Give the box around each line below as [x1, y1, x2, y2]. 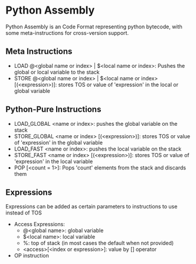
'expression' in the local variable [14, 158, 93, 165]
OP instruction [14, 252, 50, 259]
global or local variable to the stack [14, 69, 100, 76]
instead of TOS [5, 209, 42, 216]
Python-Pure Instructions [5, 105, 102, 115]
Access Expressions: [14, 221, 66, 228]
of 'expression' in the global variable [14, 139, 103, 146]
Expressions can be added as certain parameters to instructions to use [5, 203, 178, 210]
